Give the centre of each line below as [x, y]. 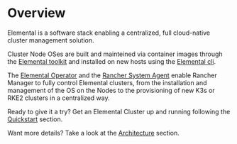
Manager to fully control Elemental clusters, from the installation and [107, 82]
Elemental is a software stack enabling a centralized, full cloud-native [109, 33]
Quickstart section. [35, 119]
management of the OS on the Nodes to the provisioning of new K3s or [111, 90]
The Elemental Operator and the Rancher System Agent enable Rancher [112, 75]
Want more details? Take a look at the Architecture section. [93, 133]
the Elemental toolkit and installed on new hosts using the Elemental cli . [112, 61]
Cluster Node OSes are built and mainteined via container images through [115, 54]
